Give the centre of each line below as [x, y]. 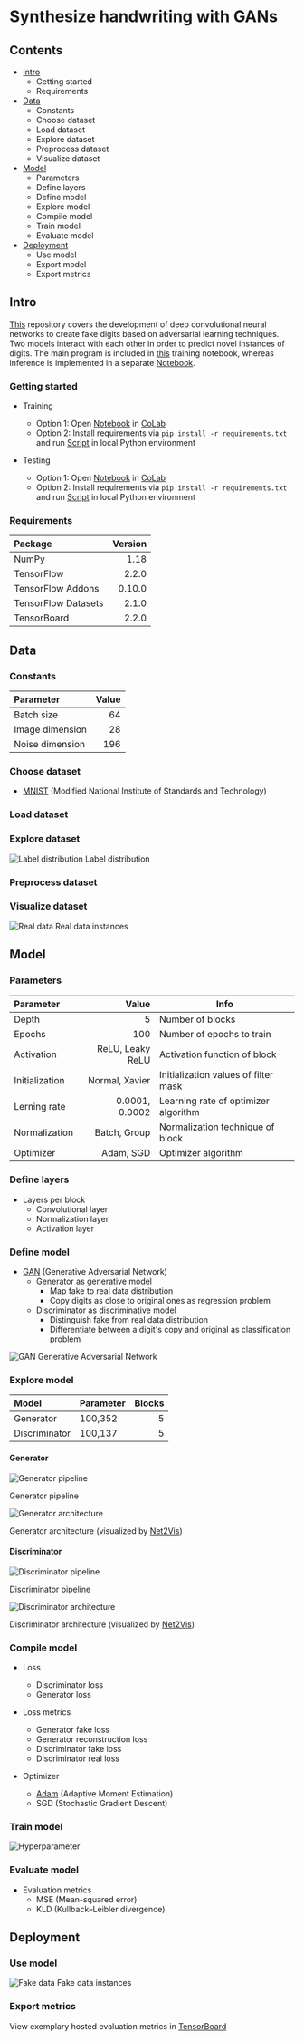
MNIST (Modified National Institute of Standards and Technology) [144, 791]
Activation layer [65, 1228]
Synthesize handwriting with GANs [144, 17]
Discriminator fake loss [79, 1749]
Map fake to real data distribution [111, 1291]
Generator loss [64, 1695]
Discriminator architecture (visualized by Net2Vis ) [102, 1624]
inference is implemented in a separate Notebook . [103, 362]
